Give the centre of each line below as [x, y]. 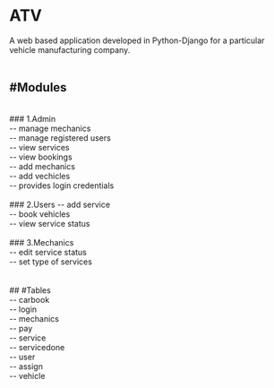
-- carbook [30, 299]
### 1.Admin [33, 118]
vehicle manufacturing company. [70, 49]
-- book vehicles [40, 214]
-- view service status [50, 223]
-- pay [21, 328]
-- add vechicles [40, 176]
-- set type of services [51, 262]
